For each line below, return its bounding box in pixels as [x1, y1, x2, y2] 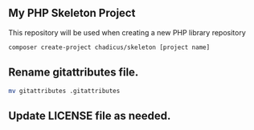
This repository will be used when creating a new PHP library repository [8, 27, 247, 37]
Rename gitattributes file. [8, 66, 139, 79]
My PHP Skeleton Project [8, 6, 136, 20]
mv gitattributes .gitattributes [8, 87, 121, 95]
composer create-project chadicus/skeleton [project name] [8, 43, 211, 51]
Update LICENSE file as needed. [8, 108, 171, 123]
